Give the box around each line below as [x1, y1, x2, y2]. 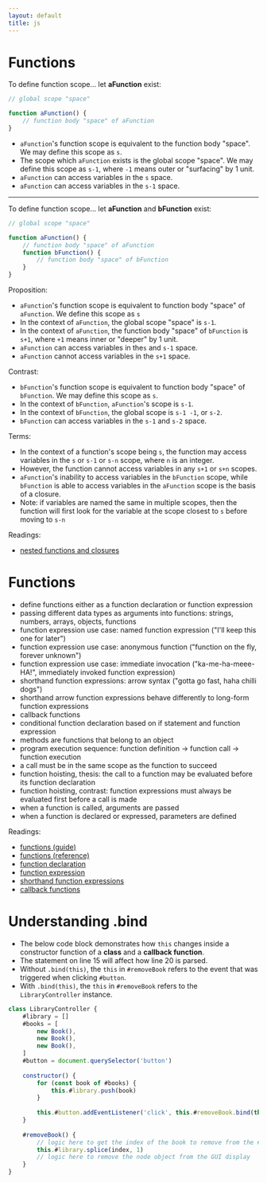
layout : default [8, 11, 62, 20]
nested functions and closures [19, 546, 120, 555]
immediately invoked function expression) [38, 668, 176, 677]
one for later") [19, 634, 66, 643]
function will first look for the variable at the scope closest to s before [19, 507, 248, 516]
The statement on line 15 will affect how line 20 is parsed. [19, 955, 208, 965]
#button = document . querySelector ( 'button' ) [22, 1057, 172, 1065]
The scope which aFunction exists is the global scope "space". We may [19, 155, 253, 165]
